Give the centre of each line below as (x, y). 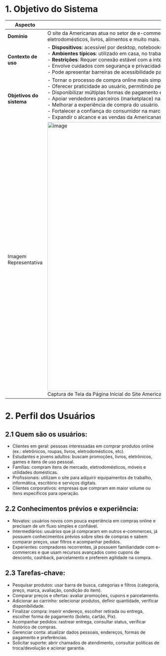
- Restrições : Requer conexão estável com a (100, 59)
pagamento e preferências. (40, 637)
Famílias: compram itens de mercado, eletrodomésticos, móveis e (79, 467)
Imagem (17, 256)
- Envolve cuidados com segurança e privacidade (105, 66)
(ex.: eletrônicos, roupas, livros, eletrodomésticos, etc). (68, 451)
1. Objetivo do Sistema (52, 9)
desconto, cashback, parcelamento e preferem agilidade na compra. (82, 557)
